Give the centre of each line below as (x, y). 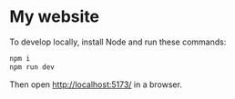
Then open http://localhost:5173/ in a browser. (96, 84)
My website (55, 17)
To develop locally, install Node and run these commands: (118, 42)
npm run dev (32, 67)
